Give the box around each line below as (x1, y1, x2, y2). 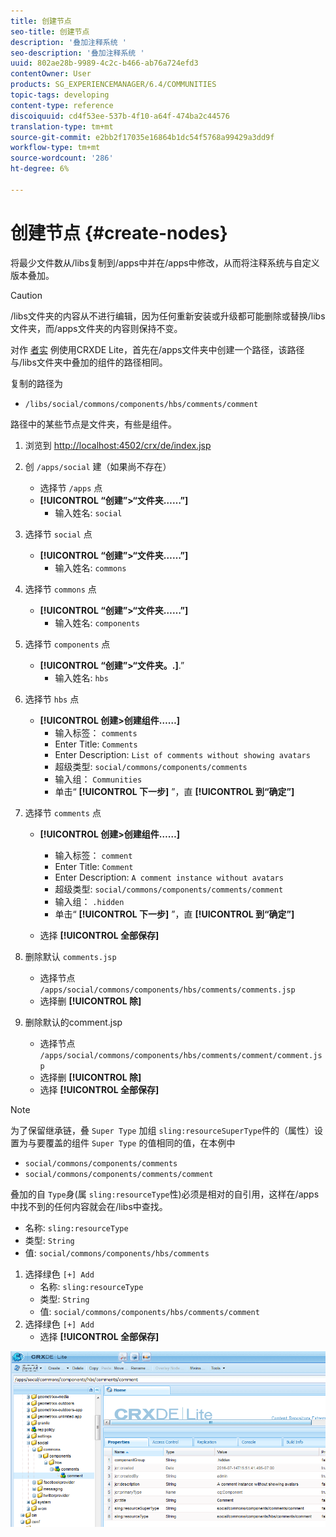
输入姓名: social (54, 506, 123, 519)
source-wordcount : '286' (10, 153, 114, 164)
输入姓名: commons (54, 561, 127, 574)
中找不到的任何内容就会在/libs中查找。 (10, 1200, 168, 1212)
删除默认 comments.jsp (24, 950, 117, 962)
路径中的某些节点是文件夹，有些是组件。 (10, 418, 177, 430)
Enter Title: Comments (54, 738, 138, 750)
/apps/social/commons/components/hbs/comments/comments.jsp (39, 985, 296, 995)
